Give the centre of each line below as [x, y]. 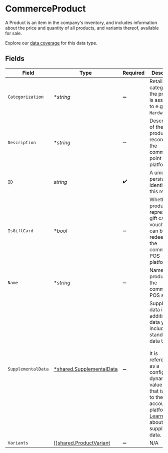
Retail [156, 81]
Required [133, 73]
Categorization [26, 97]
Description [22, 142]
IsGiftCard [20, 231]
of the [156, 127]
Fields [15, 59]
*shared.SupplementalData [85, 369]
